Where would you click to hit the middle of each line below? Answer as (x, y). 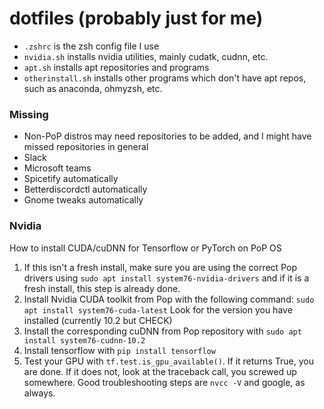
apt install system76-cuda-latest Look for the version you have (158, 309)
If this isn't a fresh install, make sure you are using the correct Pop (160, 267)
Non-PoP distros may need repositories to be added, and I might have (167, 136)
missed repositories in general (86, 147)
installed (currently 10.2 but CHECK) (98, 320)
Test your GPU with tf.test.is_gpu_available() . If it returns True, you (168, 361)
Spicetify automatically (71, 179)
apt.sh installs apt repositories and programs (116, 67)
